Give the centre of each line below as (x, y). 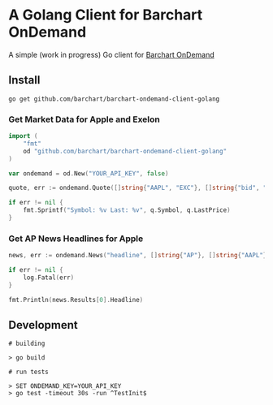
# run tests (28, 372)
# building (27, 344)
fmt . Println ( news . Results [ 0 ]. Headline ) (76, 299)
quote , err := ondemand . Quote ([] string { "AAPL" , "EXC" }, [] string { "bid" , (134, 188)
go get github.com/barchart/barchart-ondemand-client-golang (114, 99)
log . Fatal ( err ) (49, 278)
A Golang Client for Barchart (106, 15)
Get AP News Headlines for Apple (76, 239)
